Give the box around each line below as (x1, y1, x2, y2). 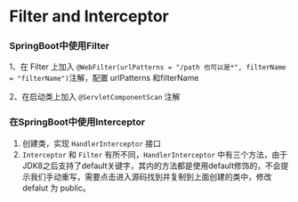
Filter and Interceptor (9, 6, 169, 27)
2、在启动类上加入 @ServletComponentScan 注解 (9, 92, 181, 102)
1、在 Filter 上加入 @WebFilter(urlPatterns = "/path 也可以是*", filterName (9, 61, 286, 72)
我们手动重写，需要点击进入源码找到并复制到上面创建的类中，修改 (29, 171, 272, 182)
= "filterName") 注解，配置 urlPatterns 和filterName (9, 73, 199, 84)
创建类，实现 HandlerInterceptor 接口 (21, 138, 162, 149)
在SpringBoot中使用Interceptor (9, 116, 145, 128)
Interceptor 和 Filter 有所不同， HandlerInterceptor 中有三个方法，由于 (21, 149, 288, 159)
